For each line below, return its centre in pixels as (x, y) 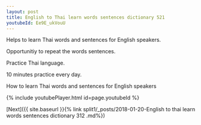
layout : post (22, 12)
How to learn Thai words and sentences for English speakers (82, 86)
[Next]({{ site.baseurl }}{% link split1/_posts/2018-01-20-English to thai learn (101, 109)
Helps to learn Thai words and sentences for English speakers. (84, 40)
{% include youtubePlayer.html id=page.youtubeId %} (73, 98)
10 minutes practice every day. (44, 75)
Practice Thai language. (35, 63)
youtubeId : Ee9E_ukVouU (36, 23)
